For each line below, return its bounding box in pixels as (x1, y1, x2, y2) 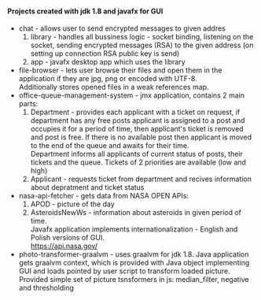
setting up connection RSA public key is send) (30, 49, 180, 58)
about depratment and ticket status (30, 183, 145, 192)
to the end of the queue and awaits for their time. (30, 141, 189, 150)
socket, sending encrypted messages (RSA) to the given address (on (30, 40, 254, 50)
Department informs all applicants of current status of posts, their (30, 150, 243, 159)
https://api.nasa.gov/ (30, 241, 98, 251)
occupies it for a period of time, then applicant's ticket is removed (30, 124, 244, 134)
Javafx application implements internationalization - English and (30, 224, 238, 234)
